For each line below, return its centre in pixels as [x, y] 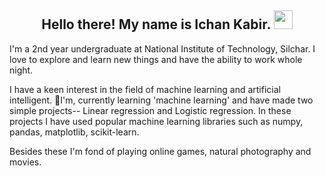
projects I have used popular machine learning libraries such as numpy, [156, 121]
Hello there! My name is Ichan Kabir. [156, 24]
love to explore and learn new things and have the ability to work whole [156, 59]
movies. [25, 162]
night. [21, 70]
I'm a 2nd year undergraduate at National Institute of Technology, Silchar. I [162, 48]
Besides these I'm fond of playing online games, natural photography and [160, 151]
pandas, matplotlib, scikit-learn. [74, 132]
